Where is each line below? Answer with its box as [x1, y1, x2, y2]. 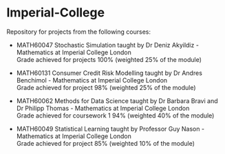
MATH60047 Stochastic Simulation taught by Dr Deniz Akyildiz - [16, 41, 199, 49]
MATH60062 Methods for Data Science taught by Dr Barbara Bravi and [16, 96, 218, 104]
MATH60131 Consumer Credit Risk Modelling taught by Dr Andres [16, 69, 202, 77]
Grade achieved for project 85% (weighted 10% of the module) [16, 139, 195, 147]
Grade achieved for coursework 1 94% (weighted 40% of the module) [16, 111, 215, 120]
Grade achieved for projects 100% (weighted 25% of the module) [16, 55, 202, 63]
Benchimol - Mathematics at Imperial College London [16, 76, 168, 84]
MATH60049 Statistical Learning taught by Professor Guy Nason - [16, 124, 204, 133]
